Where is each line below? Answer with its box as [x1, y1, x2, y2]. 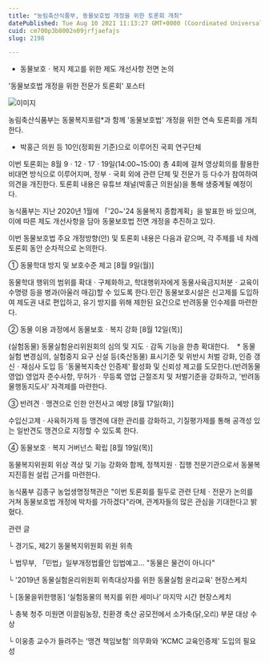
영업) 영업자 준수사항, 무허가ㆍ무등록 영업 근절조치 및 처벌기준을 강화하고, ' [8, 372, 242, 382]
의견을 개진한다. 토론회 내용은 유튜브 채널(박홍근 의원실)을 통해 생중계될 [8, 180, 232, 189]
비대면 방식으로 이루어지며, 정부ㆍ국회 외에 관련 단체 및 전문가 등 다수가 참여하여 [8, 169, 259, 179]
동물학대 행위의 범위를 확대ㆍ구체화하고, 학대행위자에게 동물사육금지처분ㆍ [8, 277, 240, 287]
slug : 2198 [8, 34, 45, 42]
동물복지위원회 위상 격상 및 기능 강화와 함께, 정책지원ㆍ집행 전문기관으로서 [8, 460, 239, 470]
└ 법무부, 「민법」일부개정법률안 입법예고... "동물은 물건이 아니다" [8, 558, 215, 568]
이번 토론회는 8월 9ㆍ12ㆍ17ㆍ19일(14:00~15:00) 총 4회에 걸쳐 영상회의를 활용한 [8, 160, 259, 169]
